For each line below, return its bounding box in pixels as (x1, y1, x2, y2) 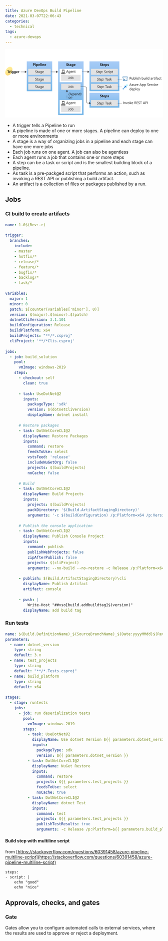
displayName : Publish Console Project (23, 534, 104, 539)
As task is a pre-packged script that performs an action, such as (12, 170, 145, 176)
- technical (9, 24, 35, 29)
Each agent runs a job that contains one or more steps (12, 154, 124, 160)
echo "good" (14, 880, 39, 885)
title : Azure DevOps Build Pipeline (5, 8, 81, 13)
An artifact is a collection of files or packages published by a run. (12, 181, 146, 187)
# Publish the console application (18, 523, 93, 528)
